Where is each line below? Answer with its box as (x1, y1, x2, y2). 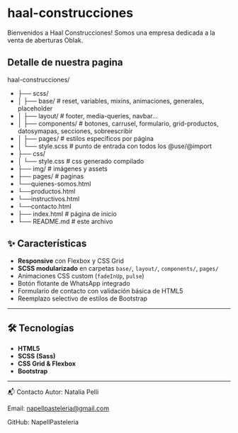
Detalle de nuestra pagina (7, 57, 123, 69)
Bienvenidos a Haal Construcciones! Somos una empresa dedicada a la (7, 28, 215, 37)
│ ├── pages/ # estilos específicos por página (17, 134, 154, 142)
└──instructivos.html (17, 194, 80, 203)
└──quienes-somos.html (17, 179, 91, 188)
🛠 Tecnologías (7, 322, 74, 334)
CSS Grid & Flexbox (17, 359, 76, 368)
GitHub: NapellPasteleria (7, 418, 79, 427)
